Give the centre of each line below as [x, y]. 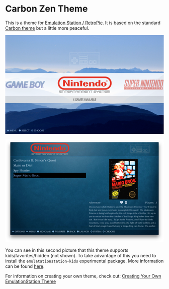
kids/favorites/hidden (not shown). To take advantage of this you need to [81, 255]
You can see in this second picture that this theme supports [67, 250]
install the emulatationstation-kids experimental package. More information [84, 261]
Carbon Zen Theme [47, 9]
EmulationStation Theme [31, 281]
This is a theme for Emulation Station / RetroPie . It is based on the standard [83, 23]
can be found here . [25, 266]
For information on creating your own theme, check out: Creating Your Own [83, 276]
